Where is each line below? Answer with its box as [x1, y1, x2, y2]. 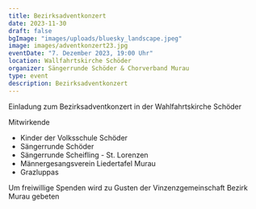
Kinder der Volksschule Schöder [19, 132, 128, 142]
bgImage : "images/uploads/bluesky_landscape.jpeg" [8, 34, 183, 43]
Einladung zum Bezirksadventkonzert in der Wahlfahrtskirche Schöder [8, 102, 242, 111]
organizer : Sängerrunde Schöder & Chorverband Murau [8, 65, 190, 73]
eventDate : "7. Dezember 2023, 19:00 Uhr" [8, 49, 153, 57]
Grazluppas [19, 167, 59, 177]
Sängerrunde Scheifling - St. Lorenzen [19, 150, 149, 160]
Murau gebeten [8, 191, 60, 201]
